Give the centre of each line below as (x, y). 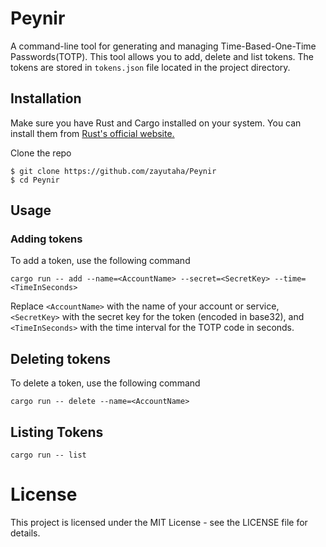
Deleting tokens (60, 358)
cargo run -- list (48, 455)
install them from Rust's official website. (92, 133)
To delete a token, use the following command (105, 383)
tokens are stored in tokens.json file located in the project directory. (150, 67)
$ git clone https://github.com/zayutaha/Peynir (113, 171)
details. (25, 533)
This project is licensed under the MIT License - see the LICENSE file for (159, 522)
